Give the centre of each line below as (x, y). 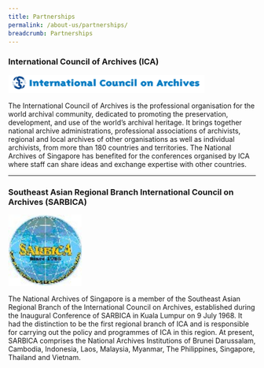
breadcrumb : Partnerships (50, 33)
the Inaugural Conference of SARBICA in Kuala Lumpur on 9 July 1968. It (125, 316)
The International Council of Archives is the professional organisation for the (132, 106)
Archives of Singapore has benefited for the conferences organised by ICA (129, 156)
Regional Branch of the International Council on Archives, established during (132, 307)
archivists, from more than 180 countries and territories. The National (120, 147)
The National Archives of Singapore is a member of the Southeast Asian (125, 299)
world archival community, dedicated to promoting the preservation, (118, 113)
